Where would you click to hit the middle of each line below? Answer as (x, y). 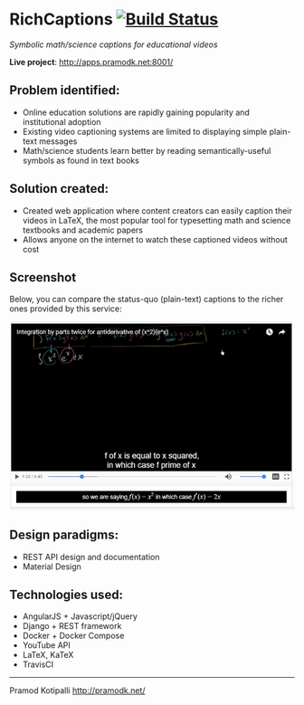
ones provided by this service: (66, 309)
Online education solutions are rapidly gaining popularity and (136, 112)
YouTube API (46, 645)
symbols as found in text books (81, 160)
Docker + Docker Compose (73, 636)
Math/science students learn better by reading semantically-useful (147, 150)
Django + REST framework (72, 626)
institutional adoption (62, 121)
